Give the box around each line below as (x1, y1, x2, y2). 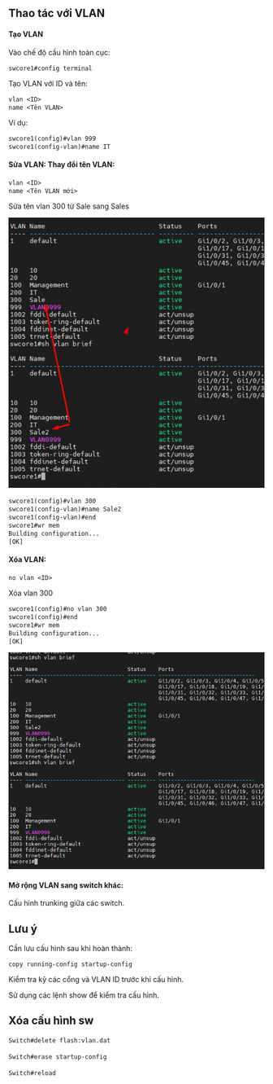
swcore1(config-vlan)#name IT (8, 143, 111, 151)
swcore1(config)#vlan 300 (8, 497, 96, 505)
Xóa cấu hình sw (8, 1014, 94, 1028)
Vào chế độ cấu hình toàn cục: (8, 47, 111, 57)
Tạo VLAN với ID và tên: (8, 78, 88, 88)
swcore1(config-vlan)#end (8, 513, 96, 521)
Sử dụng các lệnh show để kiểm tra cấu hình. (8, 990, 160, 1000)
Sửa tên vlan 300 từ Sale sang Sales (8, 201, 130, 211)
